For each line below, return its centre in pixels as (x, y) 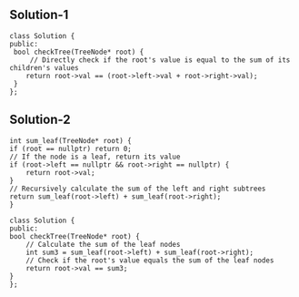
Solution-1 (39, 15)
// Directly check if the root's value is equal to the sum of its (160, 60)
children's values (44, 67)
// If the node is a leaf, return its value (95, 157)
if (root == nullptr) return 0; (70, 148)
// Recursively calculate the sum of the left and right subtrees (138, 189)
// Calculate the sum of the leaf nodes (103, 244)
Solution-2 (40, 120)
